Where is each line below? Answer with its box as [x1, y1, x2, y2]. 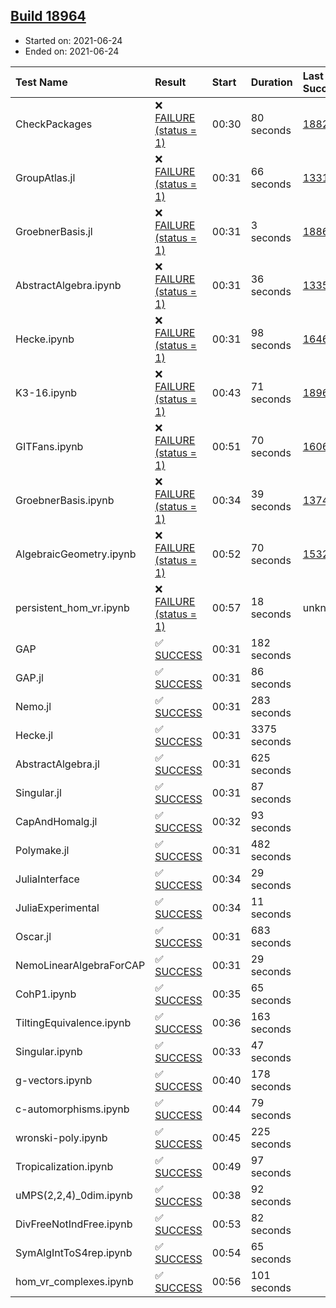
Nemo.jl [15, 699, 52, 713]
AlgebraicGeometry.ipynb [15, 547, 137, 561]
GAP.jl [15, 670, 44, 684]
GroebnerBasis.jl [15, 224, 93, 238]
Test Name [15, 75, 68, 89]
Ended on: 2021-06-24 [24, 45, 120, 57]
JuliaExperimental [15, 900, 100, 914]
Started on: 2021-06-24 [24, 34, 123, 46]
